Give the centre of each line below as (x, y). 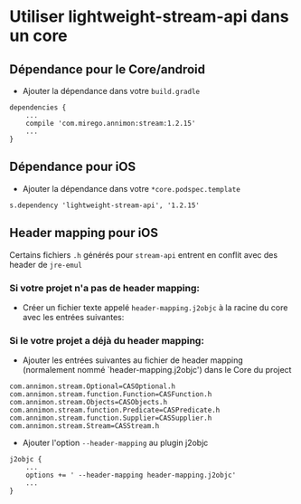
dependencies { (38, 108)
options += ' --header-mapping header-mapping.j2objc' (131, 475)
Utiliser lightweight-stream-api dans (149, 17)
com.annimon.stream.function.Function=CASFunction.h (111, 395)
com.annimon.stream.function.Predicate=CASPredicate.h (115, 410)
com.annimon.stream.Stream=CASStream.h (85, 426)
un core (38, 36)
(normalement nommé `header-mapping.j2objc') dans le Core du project (157, 370)
